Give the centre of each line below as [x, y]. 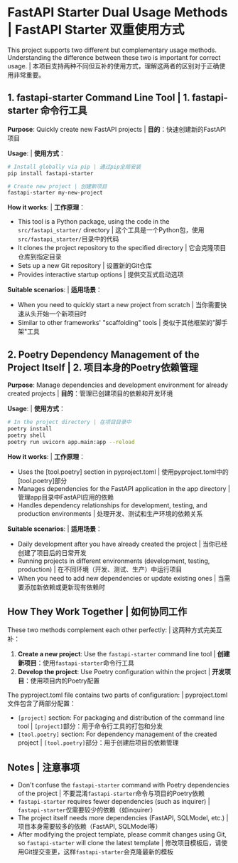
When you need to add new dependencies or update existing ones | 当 [121, 578]
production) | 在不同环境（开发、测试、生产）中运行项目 [100, 569]
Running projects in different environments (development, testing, [114, 561]
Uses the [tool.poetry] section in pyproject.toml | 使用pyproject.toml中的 [123, 472]
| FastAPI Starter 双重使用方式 [96, 30]
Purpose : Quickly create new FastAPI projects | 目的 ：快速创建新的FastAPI [117, 129]
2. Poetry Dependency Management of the [104, 355]
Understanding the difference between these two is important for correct [114, 57]
